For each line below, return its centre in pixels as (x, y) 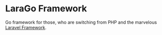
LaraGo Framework (46, 9)
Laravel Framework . (26, 27)
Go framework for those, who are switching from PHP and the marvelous (81, 22)
